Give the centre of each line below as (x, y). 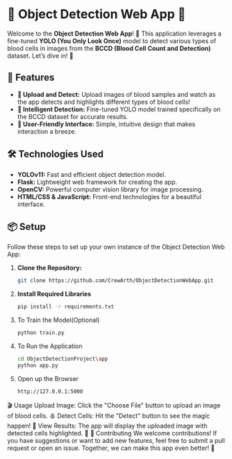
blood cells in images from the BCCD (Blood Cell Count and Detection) (109, 48)
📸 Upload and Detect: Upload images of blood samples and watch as (116, 94)
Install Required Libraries (54, 294)
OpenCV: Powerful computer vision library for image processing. (110, 189)
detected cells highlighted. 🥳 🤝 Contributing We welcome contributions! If (112, 433)
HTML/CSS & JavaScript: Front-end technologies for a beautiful (109, 196)
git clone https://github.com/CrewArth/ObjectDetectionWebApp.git (115, 281)
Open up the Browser (48, 378)
